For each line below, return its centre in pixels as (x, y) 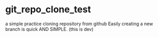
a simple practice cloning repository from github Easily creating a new (79, 24)
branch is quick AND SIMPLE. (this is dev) (50, 29)
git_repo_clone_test (48, 10)
